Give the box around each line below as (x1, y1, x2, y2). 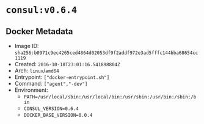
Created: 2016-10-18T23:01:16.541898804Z (14, 61, 120, 67)
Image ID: (14, 43, 39, 49)
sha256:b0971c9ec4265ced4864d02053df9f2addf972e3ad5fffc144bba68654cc (14, 50, 199, 56)
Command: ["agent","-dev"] (14, 80, 88, 87)
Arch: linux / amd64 (14, 67, 59, 74)
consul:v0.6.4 (5, 4, 78, 16)
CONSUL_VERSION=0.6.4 (23, 106, 79, 112)
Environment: (14, 86, 48, 94)
